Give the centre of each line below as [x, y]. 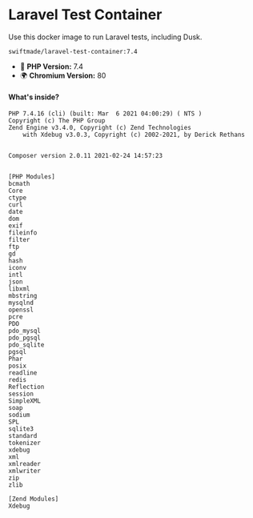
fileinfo [23, 233]
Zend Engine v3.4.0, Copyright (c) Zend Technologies [100, 128]
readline [23, 373]
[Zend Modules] [34, 499]
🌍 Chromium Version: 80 [63, 75]
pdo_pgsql [25, 338]
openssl [21, 310]
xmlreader [25, 464]
